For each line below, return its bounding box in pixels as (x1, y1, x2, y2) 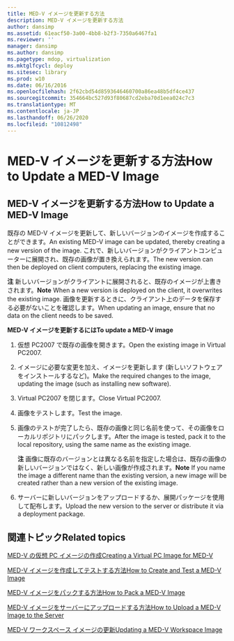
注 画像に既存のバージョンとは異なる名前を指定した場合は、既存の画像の (17, 454, 227, 463)
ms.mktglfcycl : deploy (7, 62, 73, 69)
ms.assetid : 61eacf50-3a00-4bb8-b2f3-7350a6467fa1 (7, 29, 157, 37)
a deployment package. (17, 510, 86, 518)
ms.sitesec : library (7, 69, 68, 75)
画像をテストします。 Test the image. (17, 408, 123, 417)
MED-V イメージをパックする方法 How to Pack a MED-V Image (7, 589, 186, 597)
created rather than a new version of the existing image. (17, 478, 178, 487)
